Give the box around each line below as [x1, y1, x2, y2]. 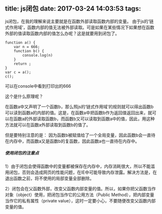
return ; [14, 61, 31, 66]
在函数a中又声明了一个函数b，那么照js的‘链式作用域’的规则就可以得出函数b [5, 104, 154, 109]
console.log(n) [22, 53, 53, 58]
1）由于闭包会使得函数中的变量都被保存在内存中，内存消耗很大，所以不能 [5, 163, 151, 169]
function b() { [14, 48, 44, 53]
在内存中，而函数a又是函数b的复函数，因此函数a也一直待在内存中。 [5, 138, 140, 144]
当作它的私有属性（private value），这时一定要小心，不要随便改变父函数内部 [5, 198, 156, 203]
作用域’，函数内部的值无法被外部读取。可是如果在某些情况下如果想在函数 [9, 24, 155, 30]
